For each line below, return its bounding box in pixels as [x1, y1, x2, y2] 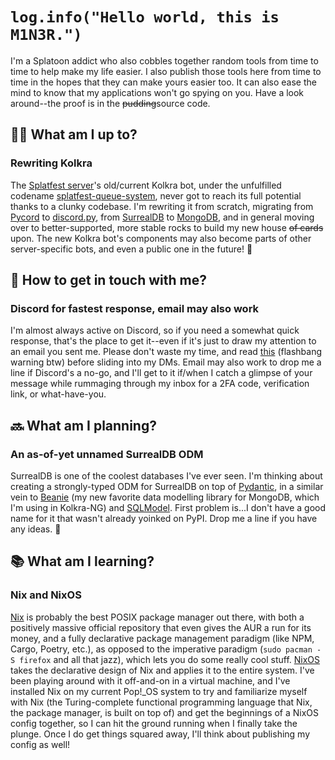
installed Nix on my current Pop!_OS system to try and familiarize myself [10, 685, 308, 697]
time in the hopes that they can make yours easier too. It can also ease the [10, 76, 317, 88]
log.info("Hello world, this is [10, 8, 280, 27]
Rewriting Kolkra [10, 156, 93, 170]
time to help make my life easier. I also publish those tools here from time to [10, 65, 322, 77]
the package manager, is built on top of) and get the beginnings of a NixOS [10, 706, 320, 718]
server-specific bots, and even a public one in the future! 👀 [10, 243, 253, 255]
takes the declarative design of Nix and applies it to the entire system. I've [10, 664, 315, 676]
